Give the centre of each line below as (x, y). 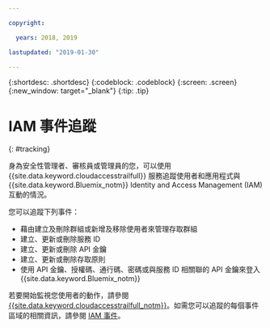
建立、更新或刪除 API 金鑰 (63, 249)
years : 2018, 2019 (47, 37)
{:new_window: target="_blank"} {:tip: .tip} (79, 91)
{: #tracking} (30, 149)
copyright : (27, 23)
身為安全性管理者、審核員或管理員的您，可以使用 (90, 166)
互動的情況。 (30, 194)
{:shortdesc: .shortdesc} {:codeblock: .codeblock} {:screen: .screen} (123, 83)
